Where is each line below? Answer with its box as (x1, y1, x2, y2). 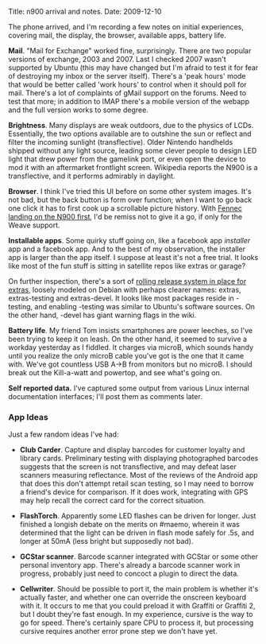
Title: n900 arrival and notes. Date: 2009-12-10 (8, 7, 162, 16)
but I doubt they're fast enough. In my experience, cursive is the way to (19, 610, 253, 619)
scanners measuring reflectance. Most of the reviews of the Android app (19, 471, 258, 480)
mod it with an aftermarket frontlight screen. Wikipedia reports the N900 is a (8, 163, 258, 172)
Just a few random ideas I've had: (8, 429, 119, 440)
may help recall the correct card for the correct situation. (19, 496, 206, 506)
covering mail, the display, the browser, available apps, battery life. (8, 31, 226, 40)
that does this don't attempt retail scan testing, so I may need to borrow (19, 479, 254, 488)
